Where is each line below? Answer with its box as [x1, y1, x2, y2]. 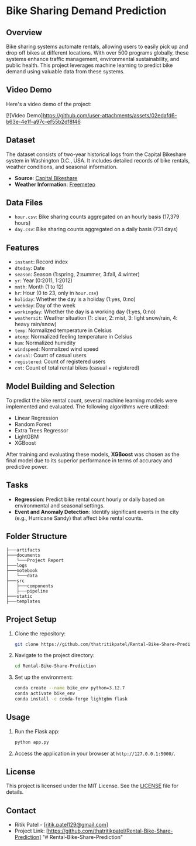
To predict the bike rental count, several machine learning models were [6, 397, 177, 404]
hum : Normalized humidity [14, 339, 76, 347]
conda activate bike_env [14, 691, 75, 696]
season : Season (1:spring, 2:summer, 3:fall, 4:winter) [14, 271, 140, 278]
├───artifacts [6, 547, 41, 553]
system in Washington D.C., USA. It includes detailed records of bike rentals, [6, 157, 190, 164]
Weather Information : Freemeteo [14, 181, 95, 188]
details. [6, 789, 24, 796]
